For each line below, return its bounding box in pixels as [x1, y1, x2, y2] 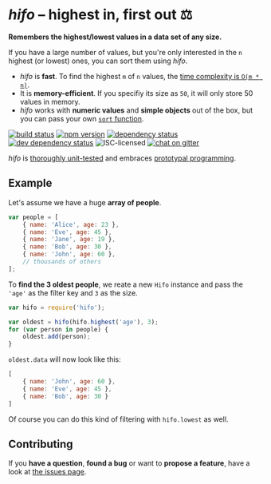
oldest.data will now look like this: [8, 355, 121, 364]
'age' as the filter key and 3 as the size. [8, 288, 138, 297]
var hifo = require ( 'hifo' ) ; [8, 303, 105, 311]
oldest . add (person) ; [22, 333, 91, 341]
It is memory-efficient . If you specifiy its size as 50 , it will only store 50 [19, 88, 253, 97]
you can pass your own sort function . [19, 113, 144, 123]
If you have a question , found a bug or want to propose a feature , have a [8, 458, 250, 468]
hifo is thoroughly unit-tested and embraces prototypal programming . [8, 153, 237, 163]
